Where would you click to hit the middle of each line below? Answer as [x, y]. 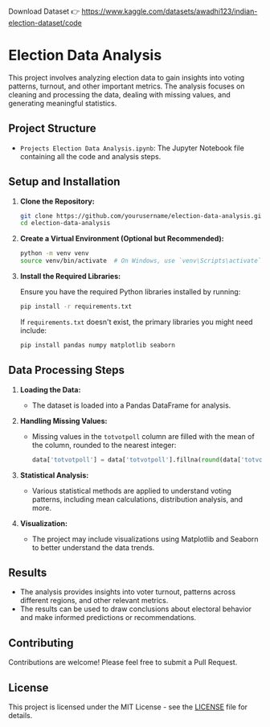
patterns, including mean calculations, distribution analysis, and [137, 499]
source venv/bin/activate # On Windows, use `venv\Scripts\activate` [141, 261]
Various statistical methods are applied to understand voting [131, 491]
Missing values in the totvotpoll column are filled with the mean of [143, 436]
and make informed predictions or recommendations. [108, 618]
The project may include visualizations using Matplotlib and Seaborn [145, 539]
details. [20, 715]
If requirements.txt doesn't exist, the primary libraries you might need [136, 322]
